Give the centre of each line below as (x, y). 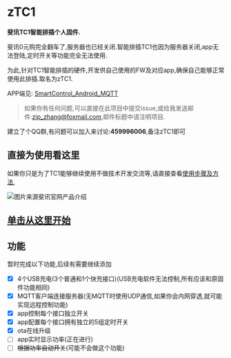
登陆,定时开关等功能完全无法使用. (60, 55)
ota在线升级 (34, 331)
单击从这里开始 (39, 221)
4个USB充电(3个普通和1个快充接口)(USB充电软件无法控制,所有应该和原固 (120, 279)
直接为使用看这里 (43, 155)
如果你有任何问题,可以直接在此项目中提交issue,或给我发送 (106, 108)
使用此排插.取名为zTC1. (40, 78)
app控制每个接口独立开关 (53, 313)
